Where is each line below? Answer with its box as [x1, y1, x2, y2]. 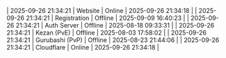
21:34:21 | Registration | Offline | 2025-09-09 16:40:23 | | [26, 14, 189, 22]
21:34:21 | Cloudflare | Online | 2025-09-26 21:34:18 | [6, 43, 159, 51]
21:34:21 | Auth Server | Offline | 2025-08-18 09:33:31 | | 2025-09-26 [15, 21, 215, 29]
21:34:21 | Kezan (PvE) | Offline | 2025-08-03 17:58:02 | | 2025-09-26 [6, 28, 207, 37]
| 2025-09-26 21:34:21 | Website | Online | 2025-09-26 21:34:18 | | [6, 7, 197, 14]
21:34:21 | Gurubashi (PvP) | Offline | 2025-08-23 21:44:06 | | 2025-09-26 [6, 36, 220, 44]
